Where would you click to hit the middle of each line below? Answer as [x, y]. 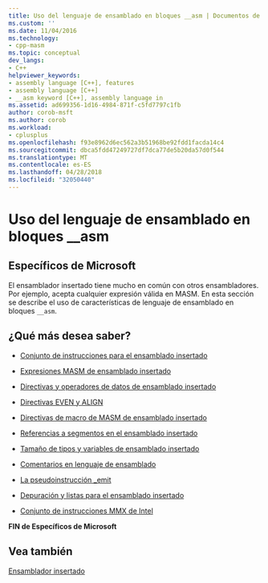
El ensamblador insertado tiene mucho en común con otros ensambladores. [134, 285]
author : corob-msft [41, 113]
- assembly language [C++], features [71, 83]
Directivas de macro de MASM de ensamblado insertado [113, 417]
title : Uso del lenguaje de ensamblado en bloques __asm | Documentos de [134, 16]
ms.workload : [30, 128]
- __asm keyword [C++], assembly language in [85, 98]
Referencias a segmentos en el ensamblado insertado [109, 433]
